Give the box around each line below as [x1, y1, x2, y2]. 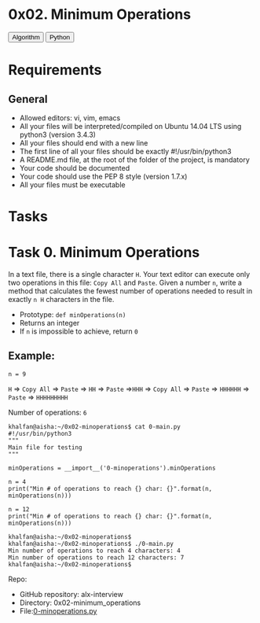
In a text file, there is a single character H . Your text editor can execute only [8, 270, 251, 279]
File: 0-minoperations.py [19, 606, 97, 615]
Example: [8, 349, 55, 363]
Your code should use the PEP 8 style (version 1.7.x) [19, 171, 188, 181]
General [8, 92, 49, 105]
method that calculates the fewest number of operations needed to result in [8, 286, 253, 296]
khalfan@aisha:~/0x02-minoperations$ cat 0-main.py [8, 422, 181, 430]
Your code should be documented [19, 163, 130, 172]
